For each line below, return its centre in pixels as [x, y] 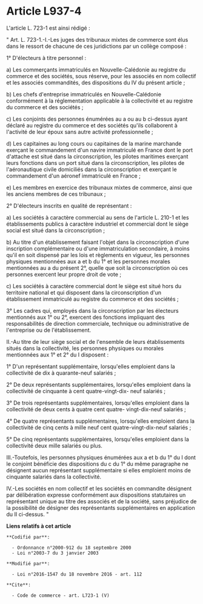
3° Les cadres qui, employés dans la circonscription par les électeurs [92, 310]
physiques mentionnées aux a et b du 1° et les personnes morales [88, 261]
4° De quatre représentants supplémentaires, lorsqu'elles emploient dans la [101, 421]
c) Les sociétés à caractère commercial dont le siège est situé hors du [94, 286]
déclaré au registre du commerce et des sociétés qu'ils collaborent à [92, 125]
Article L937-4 [44, 11]
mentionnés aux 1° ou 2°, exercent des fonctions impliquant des [85, 317]
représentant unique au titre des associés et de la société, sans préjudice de [101, 501]
